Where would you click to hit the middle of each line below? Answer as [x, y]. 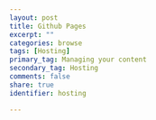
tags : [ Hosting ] [40, 51]
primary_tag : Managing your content [78, 60]
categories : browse [46, 43]
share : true [32, 85]
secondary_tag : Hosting [54, 69]
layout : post [34, 18]
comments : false [40, 77]
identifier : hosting [48, 93]
